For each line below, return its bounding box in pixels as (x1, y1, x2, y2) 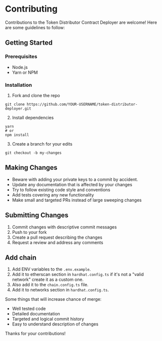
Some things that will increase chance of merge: (5, 296, 102, 302)
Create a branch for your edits (12, 141, 73, 146)
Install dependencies (12, 114, 54, 120)
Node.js (12, 64, 28, 70)
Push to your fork (12, 229, 47, 235)
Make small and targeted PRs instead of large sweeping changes (12, 197, 142, 203)
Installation (5, 81, 32, 88)
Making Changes (5, 163, 58, 172)
